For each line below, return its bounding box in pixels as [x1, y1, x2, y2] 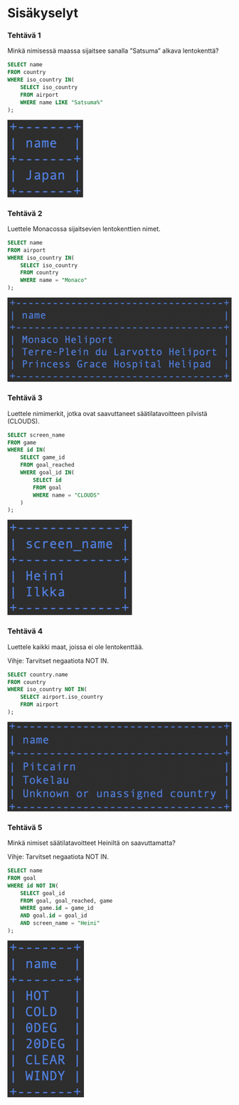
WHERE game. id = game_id [20, 905, 94, 912]
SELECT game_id [20, 454, 65, 461]
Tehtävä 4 [7, 626, 43, 636]
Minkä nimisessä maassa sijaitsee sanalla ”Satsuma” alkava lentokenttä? [7, 46, 219, 55]
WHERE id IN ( [7, 447, 46, 454]
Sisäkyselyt [7, 5, 79, 21]
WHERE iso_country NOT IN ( [7, 686, 87, 693]
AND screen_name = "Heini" [20, 920, 100, 927]
